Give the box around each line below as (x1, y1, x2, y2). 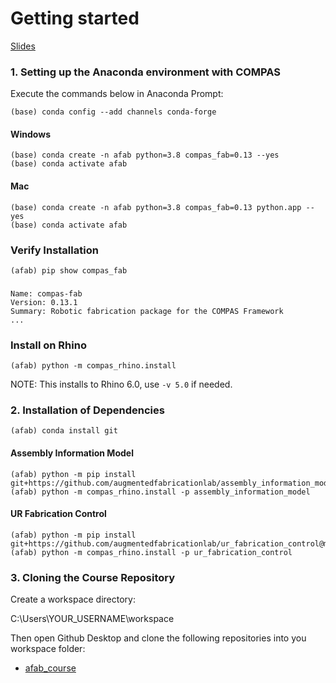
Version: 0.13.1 (10, 297, 78, 307)
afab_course (24, 662, 77, 674)
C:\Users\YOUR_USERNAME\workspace (10, 613, 175, 625)
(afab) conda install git (10, 426, 118, 436)
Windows (10, 128, 51, 140)
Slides (10, 40, 36, 52)
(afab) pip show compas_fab (10, 265, 128, 276)
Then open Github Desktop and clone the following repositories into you (10, 632, 307, 644)
